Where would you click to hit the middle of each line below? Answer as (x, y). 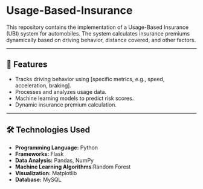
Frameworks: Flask (39, 153)
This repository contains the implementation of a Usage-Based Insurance (98, 27)
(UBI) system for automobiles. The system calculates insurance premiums (98, 33)
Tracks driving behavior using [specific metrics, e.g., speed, (90, 79)
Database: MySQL (38, 179)
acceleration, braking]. (43, 85)
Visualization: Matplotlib (46, 173)
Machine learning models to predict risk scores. (74, 98)
